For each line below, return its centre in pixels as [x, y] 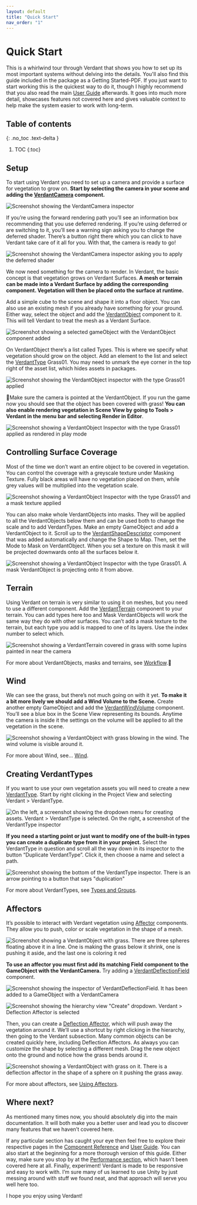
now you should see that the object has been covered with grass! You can [96, 403]
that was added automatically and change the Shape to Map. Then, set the [96, 539]
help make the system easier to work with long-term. [70, 105]
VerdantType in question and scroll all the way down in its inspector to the [95, 849]
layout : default [26, 11]
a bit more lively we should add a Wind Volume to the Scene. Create [90, 702]
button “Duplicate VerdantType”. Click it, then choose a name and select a [95, 855]
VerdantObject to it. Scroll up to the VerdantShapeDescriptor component [94, 533]
